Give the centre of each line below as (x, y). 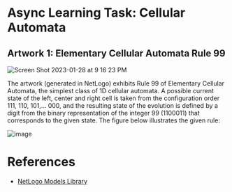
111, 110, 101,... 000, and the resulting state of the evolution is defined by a (113, 105)
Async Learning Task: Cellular (96, 13)
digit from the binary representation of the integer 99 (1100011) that (104, 113)
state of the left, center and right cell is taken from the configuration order (114, 98)
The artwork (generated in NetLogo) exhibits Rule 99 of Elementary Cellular (116, 83)
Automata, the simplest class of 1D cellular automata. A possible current (111, 91)
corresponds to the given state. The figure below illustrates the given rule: (114, 120)
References (41, 162)
